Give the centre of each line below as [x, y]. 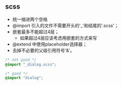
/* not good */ [21, 60]
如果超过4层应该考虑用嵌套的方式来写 [58, 38]
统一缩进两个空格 [30, 19]
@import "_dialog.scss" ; [31, 64]
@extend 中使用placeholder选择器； [50, 44]
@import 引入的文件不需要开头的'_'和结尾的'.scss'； [65, 25]
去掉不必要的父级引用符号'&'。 [43, 50]
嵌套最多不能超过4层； [36, 32]
